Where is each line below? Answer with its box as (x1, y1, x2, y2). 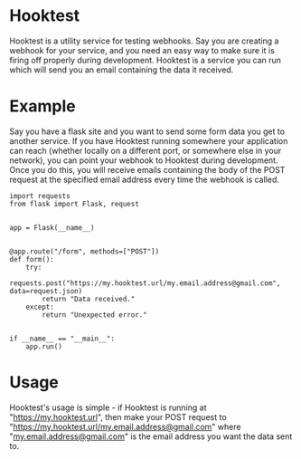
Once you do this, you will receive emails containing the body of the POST (9, 164, 286, 175)
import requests (9, 191, 71, 200)
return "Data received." (42, 294, 136, 303)
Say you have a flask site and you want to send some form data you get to (9, 126, 286, 137)
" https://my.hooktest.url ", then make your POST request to (9, 411, 228, 422)
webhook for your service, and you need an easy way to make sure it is (9, 44, 276, 55)
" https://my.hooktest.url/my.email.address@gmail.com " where (9, 421, 241, 432)
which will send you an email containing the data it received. (9, 64, 234, 75)
